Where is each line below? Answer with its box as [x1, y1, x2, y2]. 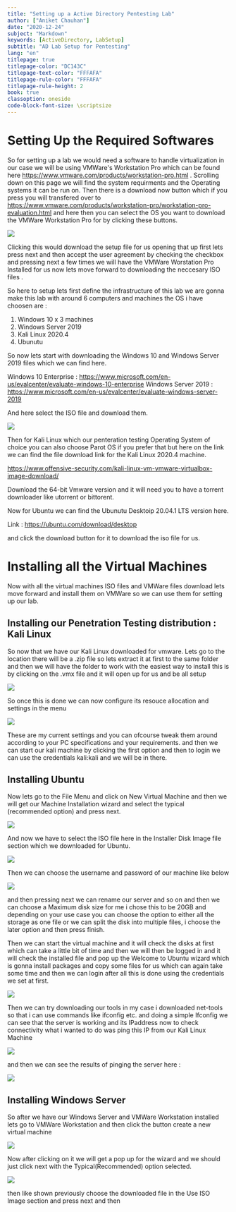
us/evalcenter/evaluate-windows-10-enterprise [7, 380, 144, 388]
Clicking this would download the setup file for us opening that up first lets [7, 243, 223, 251]
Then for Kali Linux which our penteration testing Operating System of [7, 435, 211, 444]
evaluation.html [7, 208, 52, 217]
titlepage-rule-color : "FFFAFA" [7, 75, 102, 83]
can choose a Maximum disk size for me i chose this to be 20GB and [7, 903, 206, 911]
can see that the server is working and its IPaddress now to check [7, 1019, 199, 1027]
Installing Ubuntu [7, 773, 85, 785]
